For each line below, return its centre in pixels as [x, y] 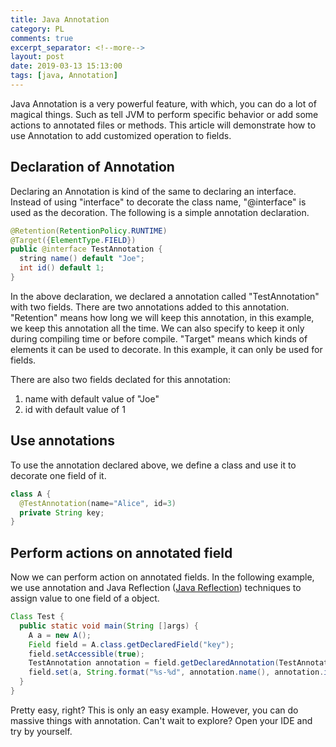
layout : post [37, 57]
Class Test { [37, 617]
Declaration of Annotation [92, 167]
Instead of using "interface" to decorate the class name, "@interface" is [158, 202]
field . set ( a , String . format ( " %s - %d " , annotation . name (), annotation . [176, 672]
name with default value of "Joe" [92, 398]
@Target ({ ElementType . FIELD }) [73, 240]
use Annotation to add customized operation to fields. [121, 135]
